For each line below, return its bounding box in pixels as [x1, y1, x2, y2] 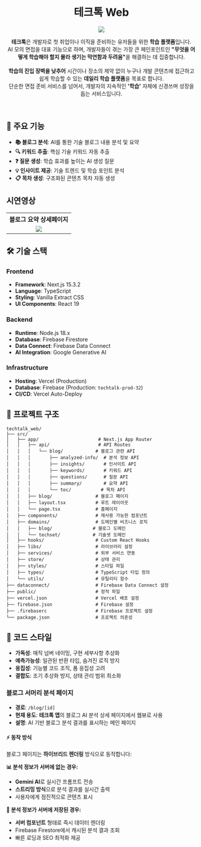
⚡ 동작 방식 [6, 734, 32, 741]
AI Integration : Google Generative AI [14, 348, 107, 356]
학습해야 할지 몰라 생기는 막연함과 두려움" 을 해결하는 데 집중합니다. [28, 53, 185, 61]
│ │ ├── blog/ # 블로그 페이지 [6, 493, 129, 499]
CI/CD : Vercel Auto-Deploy [14, 390, 83, 397]
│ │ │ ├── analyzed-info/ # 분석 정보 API [6, 454, 139, 460]
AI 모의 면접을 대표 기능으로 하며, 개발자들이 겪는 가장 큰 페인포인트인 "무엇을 [7, 45, 190, 53]
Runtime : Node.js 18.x [14, 329, 71, 336]
